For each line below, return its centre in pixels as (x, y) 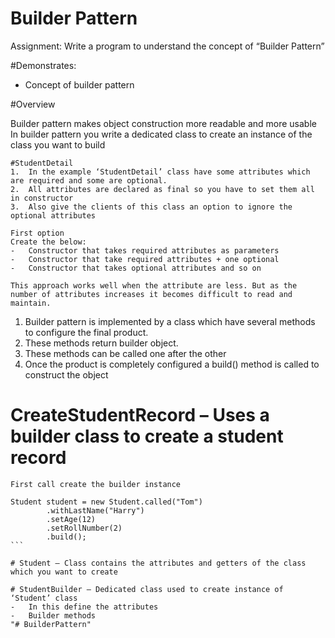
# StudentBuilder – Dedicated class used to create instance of (147, 589)
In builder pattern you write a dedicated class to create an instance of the (161, 134)
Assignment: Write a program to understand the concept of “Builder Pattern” (167, 46)
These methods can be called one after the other (125, 353)
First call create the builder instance (96, 484)
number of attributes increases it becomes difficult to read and (151, 294)
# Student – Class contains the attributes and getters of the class (158, 563)
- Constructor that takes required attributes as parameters (145, 250)
